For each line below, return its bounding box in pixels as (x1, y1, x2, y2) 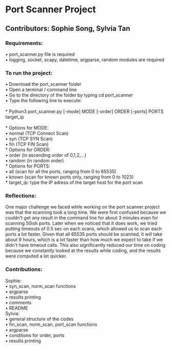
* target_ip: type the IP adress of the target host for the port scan (5, 179, 143, 186)
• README (5, 305, 28, 311)
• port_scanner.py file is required (5, 51, 75, 57)
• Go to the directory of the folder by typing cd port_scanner (5, 92, 134, 98)
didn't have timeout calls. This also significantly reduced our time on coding (5, 242, 166, 248)
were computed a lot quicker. (5, 253, 67, 259)
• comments (5, 299, 32, 305)
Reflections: (5, 192, 36, 199)
